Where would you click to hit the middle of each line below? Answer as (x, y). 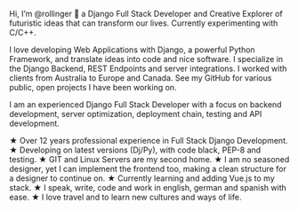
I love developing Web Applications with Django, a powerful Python (132, 50)
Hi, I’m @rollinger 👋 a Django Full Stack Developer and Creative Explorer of (146, 14)
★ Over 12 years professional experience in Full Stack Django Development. (149, 141)
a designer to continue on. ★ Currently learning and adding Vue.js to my (142, 178)
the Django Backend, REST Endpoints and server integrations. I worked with (148, 68)
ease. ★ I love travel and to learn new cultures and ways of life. (125, 197)
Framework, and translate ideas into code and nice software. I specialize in (146, 59)
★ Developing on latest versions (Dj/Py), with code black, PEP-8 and (135, 150)
